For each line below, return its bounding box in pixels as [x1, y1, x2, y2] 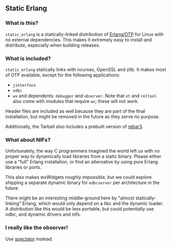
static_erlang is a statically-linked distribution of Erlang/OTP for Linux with [5, 31, 164, 37]
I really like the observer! [5, 224, 68, 231]
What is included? [5, 55, 51, 62]
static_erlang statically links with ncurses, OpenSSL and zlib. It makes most [5, 66, 166, 72]
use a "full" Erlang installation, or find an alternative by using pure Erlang [5, 159, 158, 165]
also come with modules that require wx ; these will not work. [12, 98, 139, 104]
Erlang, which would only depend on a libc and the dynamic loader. [22, 200, 164, 207]
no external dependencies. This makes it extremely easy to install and [5, 36, 152, 43]
